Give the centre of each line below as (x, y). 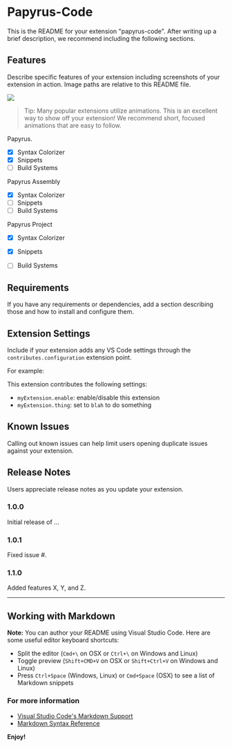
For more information (43, 701)
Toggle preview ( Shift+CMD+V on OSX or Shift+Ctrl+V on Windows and (118, 661)
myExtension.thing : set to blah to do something (84, 404)
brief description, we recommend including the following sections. (101, 38)
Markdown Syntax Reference (58, 723)
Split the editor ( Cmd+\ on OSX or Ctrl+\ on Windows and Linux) (107, 653)
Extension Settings (49, 334)
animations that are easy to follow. (73, 125)
